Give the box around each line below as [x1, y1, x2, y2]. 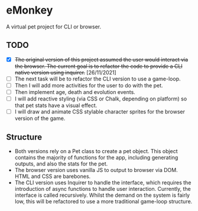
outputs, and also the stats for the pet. [14, 160, 108, 167]
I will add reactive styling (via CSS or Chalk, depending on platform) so [14, 95, 187, 102]
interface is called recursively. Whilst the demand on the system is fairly [14, 191, 190, 199]
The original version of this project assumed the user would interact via [14, 56, 189, 63]
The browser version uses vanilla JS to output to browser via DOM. [14, 166, 178, 173]
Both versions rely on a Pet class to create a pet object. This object [14, 147, 178, 154]
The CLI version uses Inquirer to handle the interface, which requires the [14, 178, 191, 186]
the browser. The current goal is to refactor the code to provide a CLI [14, 63, 183, 70]
